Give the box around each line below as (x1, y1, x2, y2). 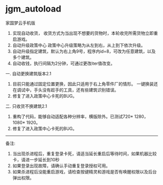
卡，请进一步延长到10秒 (12, 157, 60, 162)
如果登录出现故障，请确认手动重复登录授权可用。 (12, 163, 110, 169)
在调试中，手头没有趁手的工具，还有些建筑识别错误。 (12, 87, 119, 93)
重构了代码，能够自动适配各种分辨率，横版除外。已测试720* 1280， (12, 114, 148, 119)
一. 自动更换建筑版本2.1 (5, 71, 52, 76)
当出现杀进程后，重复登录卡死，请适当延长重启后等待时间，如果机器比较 (12, 151, 157, 157)
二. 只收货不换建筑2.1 (5, 103, 47, 109)
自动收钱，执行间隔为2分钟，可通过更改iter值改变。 (12, 60, 115, 66)
